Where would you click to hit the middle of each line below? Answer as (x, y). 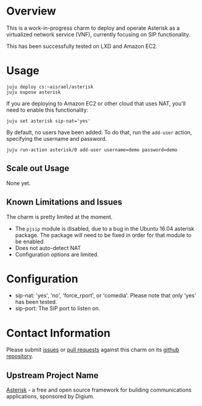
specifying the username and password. (57, 138)
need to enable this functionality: (47, 110)
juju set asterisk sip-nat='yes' (49, 121)
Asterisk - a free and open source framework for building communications (99, 390)
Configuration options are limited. (57, 254)
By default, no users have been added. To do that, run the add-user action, (99, 132)
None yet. (19, 183)
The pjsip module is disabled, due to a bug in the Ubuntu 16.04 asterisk (105, 228)
